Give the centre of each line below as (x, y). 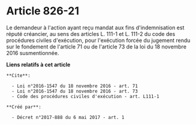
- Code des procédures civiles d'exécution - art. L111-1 (86, 96)
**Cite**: (19, 75)
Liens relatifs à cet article (38, 65)
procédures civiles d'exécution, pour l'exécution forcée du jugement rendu (98, 40)
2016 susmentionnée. (33, 53)
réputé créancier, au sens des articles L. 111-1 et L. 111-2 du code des (91, 33)
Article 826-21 (43, 11)
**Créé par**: (24, 107)
